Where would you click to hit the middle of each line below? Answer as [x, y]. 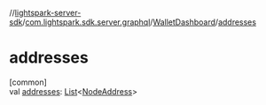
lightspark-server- [48, 13]
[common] [28, 82]
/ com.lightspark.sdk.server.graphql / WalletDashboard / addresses [139, 22]
